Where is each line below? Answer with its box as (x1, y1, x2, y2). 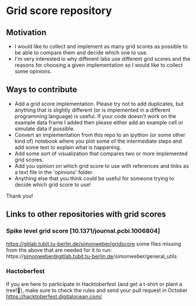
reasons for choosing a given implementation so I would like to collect (14, 61, 183, 68)
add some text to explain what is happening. (14, 143, 122, 150)
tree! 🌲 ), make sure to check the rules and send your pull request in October (6, 287, 188, 294)
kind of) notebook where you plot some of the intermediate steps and (14, 137, 183, 145)
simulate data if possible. (14, 125, 75, 132)
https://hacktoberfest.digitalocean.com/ (6, 293, 102, 300)
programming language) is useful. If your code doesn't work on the (14, 112, 177, 119)
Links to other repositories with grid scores (6, 209, 167, 219)
